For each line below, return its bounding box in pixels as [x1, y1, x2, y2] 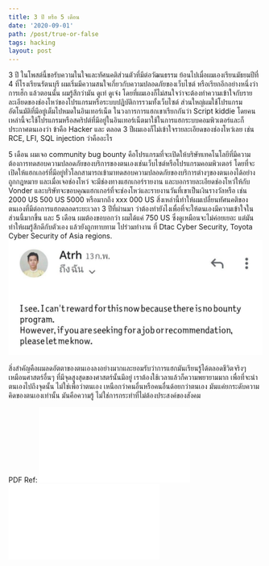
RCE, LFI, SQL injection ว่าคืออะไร [8, 134, 113, 143]
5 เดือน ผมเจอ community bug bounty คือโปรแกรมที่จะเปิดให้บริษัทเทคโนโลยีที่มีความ [8, 150, 251, 159]
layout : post [8, 47, 52, 56]
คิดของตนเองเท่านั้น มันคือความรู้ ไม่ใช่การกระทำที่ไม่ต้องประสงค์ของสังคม [8, 390, 201, 400]
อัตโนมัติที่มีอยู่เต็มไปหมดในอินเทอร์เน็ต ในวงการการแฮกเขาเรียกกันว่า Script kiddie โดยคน [8, 106, 256, 116]
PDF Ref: [8, 475, 38, 485]
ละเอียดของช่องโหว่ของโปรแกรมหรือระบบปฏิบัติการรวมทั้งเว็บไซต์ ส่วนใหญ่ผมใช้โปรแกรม [8, 97, 243, 107]
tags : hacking [8, 39, 56, 47]
